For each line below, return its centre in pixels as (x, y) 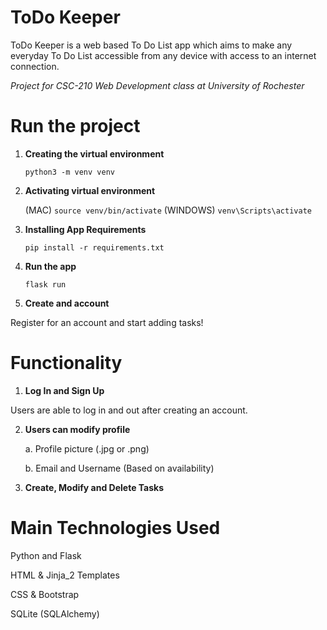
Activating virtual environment (90, 190)
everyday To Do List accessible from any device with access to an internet (163, 55)
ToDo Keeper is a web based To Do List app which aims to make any (151, 45)
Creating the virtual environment (94, 153)
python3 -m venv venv (69, 172)
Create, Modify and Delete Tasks (94, 487)
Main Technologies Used (115, 528)
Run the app (50, 266)
